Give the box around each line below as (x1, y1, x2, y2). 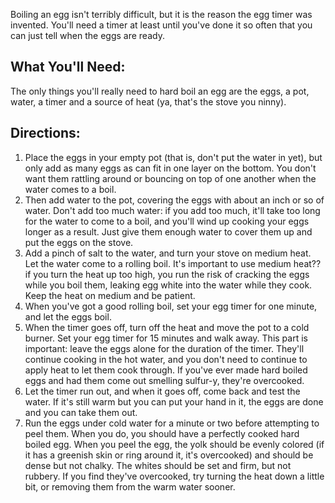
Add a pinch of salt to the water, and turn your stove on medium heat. (24, 247, 312, 259)
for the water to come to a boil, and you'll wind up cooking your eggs (24, 215, 310, 227)
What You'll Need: (10, 59, 126, 76)
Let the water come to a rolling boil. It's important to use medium (24, 257, 292, 269)
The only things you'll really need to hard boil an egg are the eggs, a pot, (10, 85, 310, 97)
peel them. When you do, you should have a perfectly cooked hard (24, 427, 300, 439)
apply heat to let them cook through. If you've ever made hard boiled (24, 364, 308, 376)
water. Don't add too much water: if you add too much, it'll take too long (24, 204, 321, 216)
